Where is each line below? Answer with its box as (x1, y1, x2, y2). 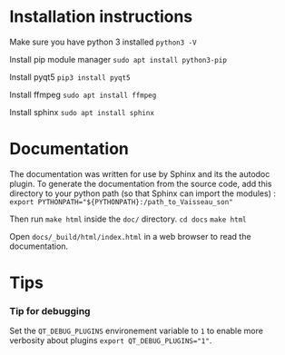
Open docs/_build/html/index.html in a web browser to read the (9, 231, 251, 242)
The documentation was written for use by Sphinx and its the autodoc (9, 168, 270, 179)
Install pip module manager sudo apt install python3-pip (9, 54, 227, 64)
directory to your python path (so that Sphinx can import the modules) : (9, 188, 277, 199)
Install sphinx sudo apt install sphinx (9, 106, 154, 117)
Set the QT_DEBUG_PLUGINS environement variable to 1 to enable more (9, 325, 263, 337)
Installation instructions (9, 6, 193, 27)
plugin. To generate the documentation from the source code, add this (9, 178, 272, 189)
